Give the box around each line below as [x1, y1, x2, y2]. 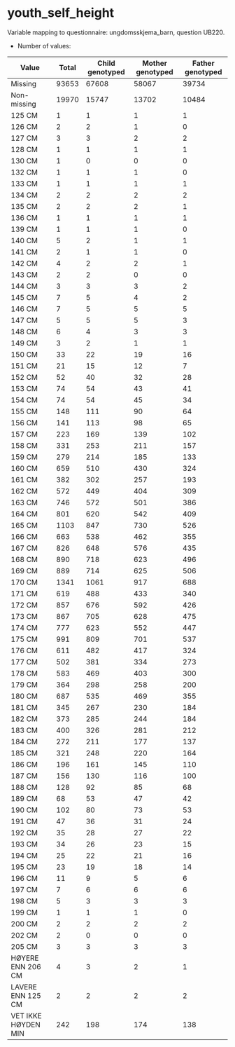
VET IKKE [10, 1011, 42, 1020]
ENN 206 [10, 962, 42, 971]
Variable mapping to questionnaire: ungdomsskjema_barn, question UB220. [7, 28, 225, 36]
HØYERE [10, 953, 39, 963]
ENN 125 [10, 990, 42, 1000]
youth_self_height [7, 5, 115, 21]
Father [192, 58, 215, 68]
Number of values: [17, 41, 71, 50]
